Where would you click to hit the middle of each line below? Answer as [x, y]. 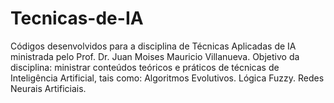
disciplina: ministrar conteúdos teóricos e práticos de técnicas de [145, 67]
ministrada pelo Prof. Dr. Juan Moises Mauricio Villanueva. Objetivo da [155, 56]
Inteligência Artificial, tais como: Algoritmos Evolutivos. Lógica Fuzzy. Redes [167, 78]
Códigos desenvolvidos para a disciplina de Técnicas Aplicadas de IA [153, 46]
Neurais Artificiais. [48, 88]
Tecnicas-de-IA [77, 18]
